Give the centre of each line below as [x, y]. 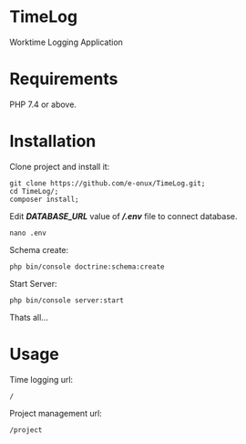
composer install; [44, 199]
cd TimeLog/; [34, 191]
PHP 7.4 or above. [43, 104]
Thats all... [29, 317]
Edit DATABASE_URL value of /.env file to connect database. [123, 216]
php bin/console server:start [67, 300]
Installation [53, 141]
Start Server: [33, 283]
